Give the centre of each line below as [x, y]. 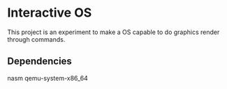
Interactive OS [50, 13]
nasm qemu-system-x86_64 [48, 78]
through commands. [36, 39]
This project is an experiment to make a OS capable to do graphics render [113, 32]
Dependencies [39, 62]
